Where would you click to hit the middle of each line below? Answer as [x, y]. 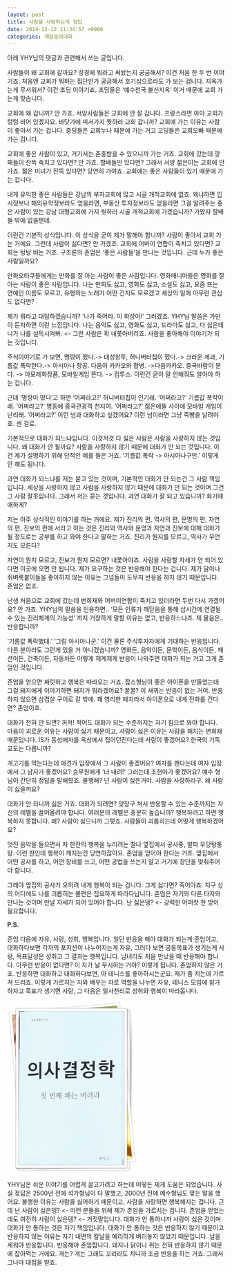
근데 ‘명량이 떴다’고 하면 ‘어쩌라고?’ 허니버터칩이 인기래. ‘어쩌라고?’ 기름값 [106, 398]
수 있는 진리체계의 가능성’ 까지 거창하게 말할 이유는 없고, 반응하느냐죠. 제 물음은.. [116, 618]
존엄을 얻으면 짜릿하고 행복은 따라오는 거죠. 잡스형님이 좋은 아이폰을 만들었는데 [113, 682]
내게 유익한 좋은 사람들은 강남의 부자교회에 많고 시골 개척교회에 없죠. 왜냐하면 [111, 194]
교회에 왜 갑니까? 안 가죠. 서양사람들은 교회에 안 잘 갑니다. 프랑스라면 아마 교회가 [115, 113]
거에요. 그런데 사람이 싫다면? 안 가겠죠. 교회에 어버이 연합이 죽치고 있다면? [114, 244]
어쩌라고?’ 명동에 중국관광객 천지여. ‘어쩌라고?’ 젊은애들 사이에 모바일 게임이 [120, 406]
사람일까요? [23, 261]
